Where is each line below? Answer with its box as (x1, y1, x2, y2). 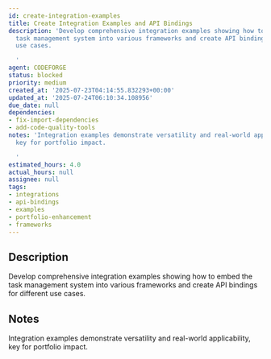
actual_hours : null (8, 168, 74, 176)
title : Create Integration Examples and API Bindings (8, 19, 194, 27)
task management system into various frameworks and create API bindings (8, 280, 258, 290)
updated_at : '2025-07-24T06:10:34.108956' (8, 93, 153, 101)
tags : (8, 183, 27, 192)
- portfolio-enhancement (8, 213, 92, 221)
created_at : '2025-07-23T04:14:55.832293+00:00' (8, 86, 175, 94)
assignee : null (8, 175, 60, 184)
